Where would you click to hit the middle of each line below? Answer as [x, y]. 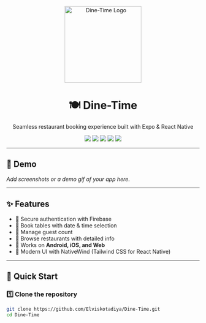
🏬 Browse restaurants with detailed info [65, 238]
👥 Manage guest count [44, 232]
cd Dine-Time [23, 315]
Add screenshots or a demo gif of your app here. [68, 179]
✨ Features [28, 204]
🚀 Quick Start [32, 276]
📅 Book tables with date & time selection [66, 225]
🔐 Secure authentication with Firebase [63, 219]
